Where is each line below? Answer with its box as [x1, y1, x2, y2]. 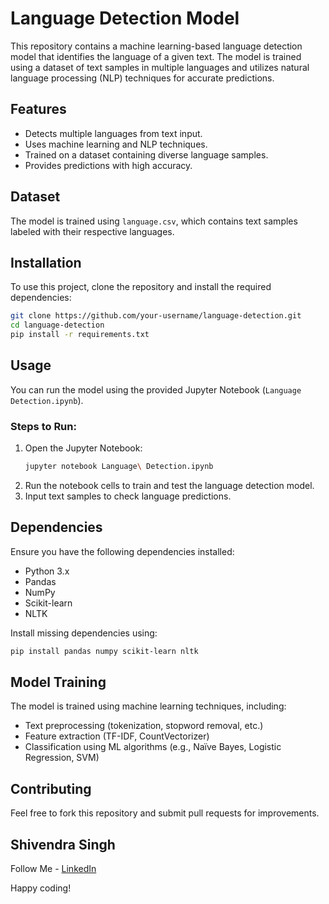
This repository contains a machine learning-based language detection [10, 40, 303, 52]
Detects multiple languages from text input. [24, 127, 203, 139]
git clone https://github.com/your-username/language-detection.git [10, 311, 302, 321]
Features [10, 101, 67, 118]
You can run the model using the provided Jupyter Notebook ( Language [10, 383, 302, 396]
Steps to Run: [10, 419, 77, 433]
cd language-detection [10, 320, 105, 331]
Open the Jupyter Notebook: [24, 442, 143, 454]
